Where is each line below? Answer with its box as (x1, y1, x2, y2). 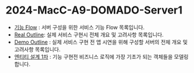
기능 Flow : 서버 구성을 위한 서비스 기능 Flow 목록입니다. (14, 24, 145, 31)
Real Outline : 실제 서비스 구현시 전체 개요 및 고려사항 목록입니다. (14, 31, 164, 38)
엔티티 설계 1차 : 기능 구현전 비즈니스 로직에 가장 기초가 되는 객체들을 (14, 53, 173, 60)
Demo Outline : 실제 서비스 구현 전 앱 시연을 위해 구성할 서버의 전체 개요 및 (14, 38, 188, 45)
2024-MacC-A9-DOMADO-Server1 (5, 4, 183, 17)
